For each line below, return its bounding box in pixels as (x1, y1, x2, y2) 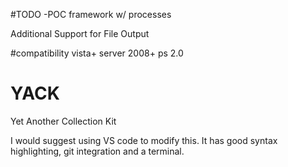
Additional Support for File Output (10, 28, 150, 39)
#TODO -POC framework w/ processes (10, 9, 172, 20)
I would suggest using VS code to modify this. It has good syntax (10, 134, 278, 146)
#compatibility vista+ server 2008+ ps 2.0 (10, 47, 184, 59)
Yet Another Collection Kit (10, 115, 117, 127)
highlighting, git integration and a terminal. (10, 145, 185, 157)
